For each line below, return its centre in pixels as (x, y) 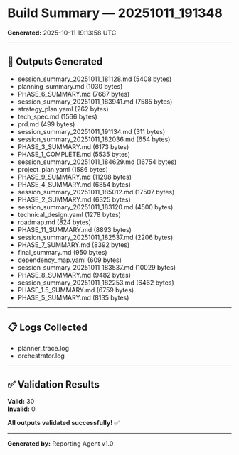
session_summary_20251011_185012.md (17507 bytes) (96, 192)
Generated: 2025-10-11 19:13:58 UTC (62, 33)
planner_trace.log (43, 348)
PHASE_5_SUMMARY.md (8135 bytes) (73, 297)
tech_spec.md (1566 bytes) (57, 116)
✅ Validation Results (53, 384)
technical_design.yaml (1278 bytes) (69, 214)
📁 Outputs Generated (55, 62)
